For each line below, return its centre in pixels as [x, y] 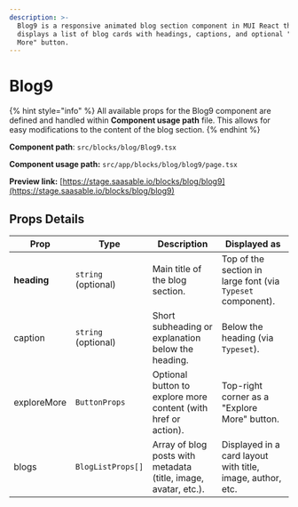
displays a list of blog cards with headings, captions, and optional [150, 34]
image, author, [251, 478]
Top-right [242, 386]
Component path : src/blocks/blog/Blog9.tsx [93, 147]
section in [242, 270]
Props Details [47, 219]
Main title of [177, 269]
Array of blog [180, 444]
